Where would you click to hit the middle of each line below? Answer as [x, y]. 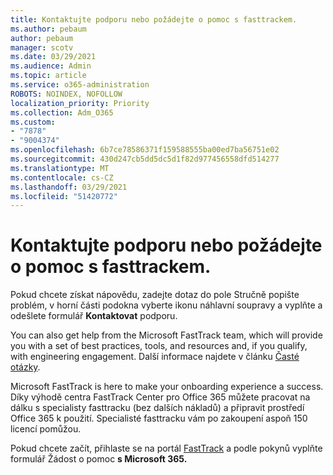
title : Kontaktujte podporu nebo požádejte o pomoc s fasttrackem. [154, 19]
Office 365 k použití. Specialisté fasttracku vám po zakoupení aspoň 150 [159, 418]
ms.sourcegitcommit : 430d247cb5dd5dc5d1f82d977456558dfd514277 [145, 159]
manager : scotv [42, 47]
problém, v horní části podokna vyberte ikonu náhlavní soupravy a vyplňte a [166, 305]
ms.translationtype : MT [60, 168]
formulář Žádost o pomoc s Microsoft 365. [99, 459]
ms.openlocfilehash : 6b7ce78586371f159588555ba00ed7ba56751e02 [145, 150]
